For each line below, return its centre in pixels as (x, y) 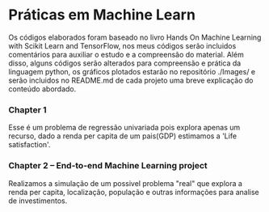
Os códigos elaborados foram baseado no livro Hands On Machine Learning (135, 37)
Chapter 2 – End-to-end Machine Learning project (108, 166)
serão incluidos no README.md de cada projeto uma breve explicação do (131, 80)
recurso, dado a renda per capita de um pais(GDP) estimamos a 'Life (122, 136)
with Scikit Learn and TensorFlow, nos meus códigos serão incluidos (122, 45)
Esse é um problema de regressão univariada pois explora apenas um (124, 128)
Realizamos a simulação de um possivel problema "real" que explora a (125, 183)
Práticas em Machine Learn (102, 15)
